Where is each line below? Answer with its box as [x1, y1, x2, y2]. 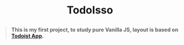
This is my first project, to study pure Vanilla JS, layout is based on [11, 26, 179, 33]
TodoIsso [66, 4, 114, 17]
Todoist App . [11, 33, 44, 40]
